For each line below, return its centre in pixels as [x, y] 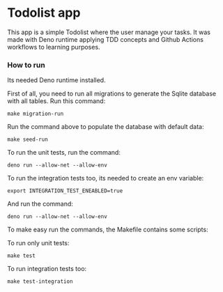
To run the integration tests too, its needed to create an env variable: [106, 178]
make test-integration [40, 282]
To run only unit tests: [38, 243]
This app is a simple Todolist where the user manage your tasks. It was [109, 32]
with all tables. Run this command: [56, 101]
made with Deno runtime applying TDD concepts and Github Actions [106, 39]
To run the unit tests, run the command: [64, 153]
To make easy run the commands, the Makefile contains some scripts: [108, 230]
